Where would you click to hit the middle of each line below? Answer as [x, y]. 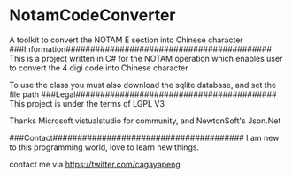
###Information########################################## [141, 48]
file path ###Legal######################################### [143, 94]
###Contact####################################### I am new [144, 137]
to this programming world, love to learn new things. [104, 147]
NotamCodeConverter [92, 15]
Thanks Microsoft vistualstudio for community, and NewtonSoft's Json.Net [145, 121]
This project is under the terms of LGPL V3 [87, 103]
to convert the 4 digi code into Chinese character [99, 68]
